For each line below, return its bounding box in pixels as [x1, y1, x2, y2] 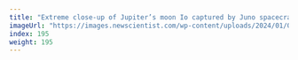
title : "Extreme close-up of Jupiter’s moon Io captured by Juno [9, 12, 255, 22]
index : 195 [9, 29, 50, 38]
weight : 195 [9, 37, 53, 47]
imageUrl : [9, 21, 46, 30]
